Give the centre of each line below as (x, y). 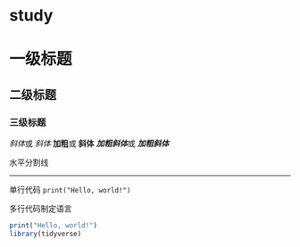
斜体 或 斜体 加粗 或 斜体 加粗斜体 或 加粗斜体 (89, 144)
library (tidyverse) (46, 234)
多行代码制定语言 (41, 209)
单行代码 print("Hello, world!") (70, 190)
